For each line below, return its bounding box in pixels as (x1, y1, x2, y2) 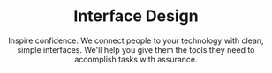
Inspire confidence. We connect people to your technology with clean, (8, 35, 264, 46)
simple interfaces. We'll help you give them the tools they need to (17, 44, 255, 55)
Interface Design (73, 6, 199, 26)
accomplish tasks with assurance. (74, 54, 198, 64)
